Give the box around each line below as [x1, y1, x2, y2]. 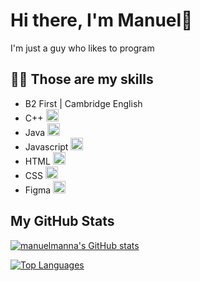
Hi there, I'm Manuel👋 [10, 9, 193, 32]
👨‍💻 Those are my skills [10, 71, 154, 88]
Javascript [24, 140, 69, 153]
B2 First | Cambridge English [24, 97, 143, 109]
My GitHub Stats [10, 213, 115, 230]
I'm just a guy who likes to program [10, 42, 155, 54]
